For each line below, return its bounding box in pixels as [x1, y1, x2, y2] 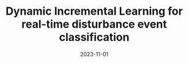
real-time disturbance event [21, 17, 167, 31]
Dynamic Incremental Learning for [6, 4, 183, 18]
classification [59, 31, 130, 44]
